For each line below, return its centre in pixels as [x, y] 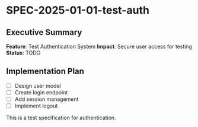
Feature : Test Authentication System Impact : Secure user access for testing [99, 46]
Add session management [47, 99]
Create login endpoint [41, 92]
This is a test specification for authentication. [61, 118]
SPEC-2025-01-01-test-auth [78, 10]
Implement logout [36, 106]
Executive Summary [44, 32]
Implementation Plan [45, 72]
